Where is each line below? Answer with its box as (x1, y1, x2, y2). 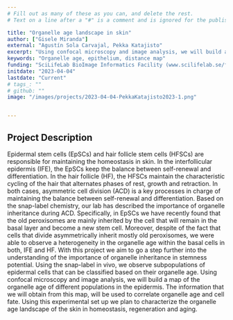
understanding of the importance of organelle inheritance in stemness (7, 253, 207, 261)
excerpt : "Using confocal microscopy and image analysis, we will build (7, 49, 222, 56)
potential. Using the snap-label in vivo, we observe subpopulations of (7, 260, 206, 269)
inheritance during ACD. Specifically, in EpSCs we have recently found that (7, 209, 221, 217)
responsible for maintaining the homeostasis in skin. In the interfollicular (7, 157, 213, 165)
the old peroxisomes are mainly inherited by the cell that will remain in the (7, 216, 218, 224)
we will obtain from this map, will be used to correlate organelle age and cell (7, 289, 225, 298)
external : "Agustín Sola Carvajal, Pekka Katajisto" (7, 42, 163, 49)
